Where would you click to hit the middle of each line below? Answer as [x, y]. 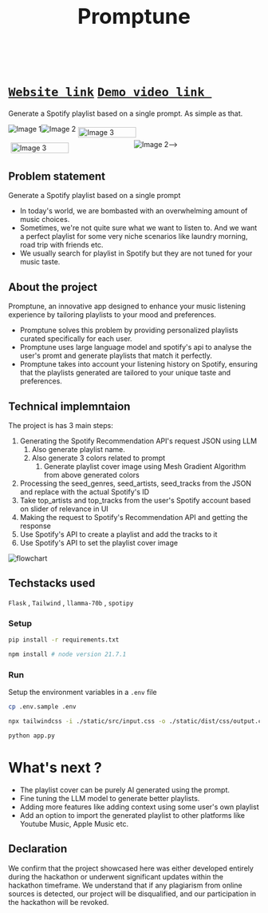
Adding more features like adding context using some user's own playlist [139, 807]
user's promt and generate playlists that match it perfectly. [116, 355]
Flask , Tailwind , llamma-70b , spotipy [71, 602]
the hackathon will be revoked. [59, 902]
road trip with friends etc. [61, 245]
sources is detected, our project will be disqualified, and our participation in [132, 893]
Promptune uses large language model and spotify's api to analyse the [136, 347]
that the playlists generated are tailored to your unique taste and [125, 373]
